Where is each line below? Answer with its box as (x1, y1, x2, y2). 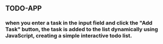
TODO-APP (5, 4, 42, 13)
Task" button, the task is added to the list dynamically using (5, 26, 158, 33)
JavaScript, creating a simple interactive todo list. (5, 32, 132, 39)
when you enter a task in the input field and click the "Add (5, 19, 153, 27)
